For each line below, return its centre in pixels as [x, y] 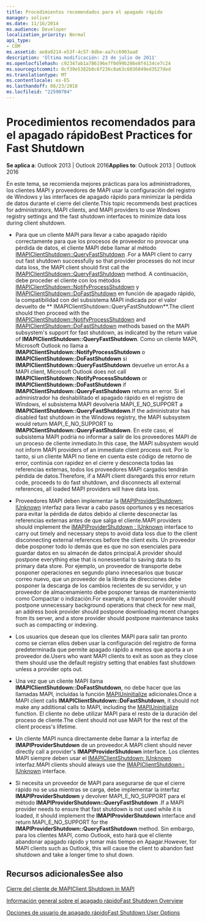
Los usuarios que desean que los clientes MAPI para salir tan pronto [101, 636]
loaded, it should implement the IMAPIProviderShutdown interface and [105, 815]
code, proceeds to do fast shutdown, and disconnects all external [98, 482]
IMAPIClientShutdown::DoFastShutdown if [71, 385]
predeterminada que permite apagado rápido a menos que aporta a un [104, 649]
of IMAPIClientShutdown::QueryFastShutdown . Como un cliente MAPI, [106, 339]
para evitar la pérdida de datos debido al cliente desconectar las [96, 513]
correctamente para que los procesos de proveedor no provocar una [102, 241]
